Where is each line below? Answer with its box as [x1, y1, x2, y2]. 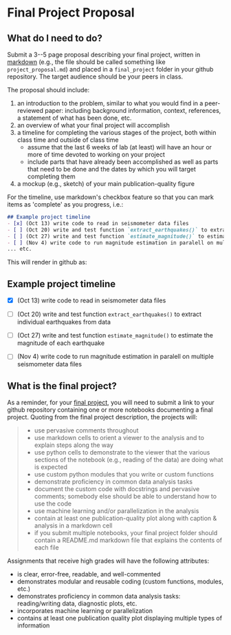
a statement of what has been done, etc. [16, 114, 132, 122]
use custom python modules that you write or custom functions [34, 470, 214, 479]
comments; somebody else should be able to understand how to [34, 492, 217, 501]
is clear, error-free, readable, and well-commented [16, 570, 161, 579]
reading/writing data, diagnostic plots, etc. [16, 599, 137, 607]
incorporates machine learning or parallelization [16, 607, 153, 615]
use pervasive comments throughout [34, 426, 139, 435]
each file [34, 543, 60, 552]
